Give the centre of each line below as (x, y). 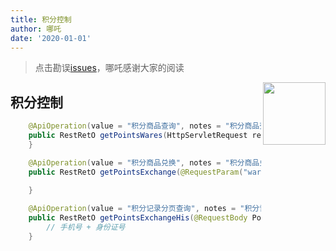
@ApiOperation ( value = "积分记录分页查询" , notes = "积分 (144, 209)
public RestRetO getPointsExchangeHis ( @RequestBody (138, 218)
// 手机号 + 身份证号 (86, 227)
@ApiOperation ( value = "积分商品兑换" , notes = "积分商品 (144, 162)
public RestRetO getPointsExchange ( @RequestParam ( (136, 172)
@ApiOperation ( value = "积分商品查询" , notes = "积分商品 (144, 126)
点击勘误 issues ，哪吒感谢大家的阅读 (109, 68)
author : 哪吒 (36, 29)
